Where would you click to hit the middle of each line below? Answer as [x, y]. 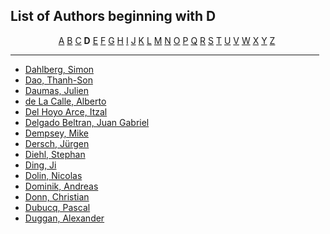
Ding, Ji [40, 165]
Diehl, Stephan [55, 154]
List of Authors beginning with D [113, 16]
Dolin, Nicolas [53, 175]
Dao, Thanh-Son [58, 80]
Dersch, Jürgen [57, 143]
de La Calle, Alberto [65, 101]
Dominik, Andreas [61, 186]
